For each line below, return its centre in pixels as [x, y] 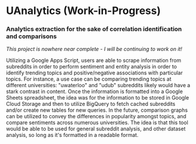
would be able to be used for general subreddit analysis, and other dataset [96, 129]
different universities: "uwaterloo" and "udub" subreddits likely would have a [98, 85]
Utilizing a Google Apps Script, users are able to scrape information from [94, 60]
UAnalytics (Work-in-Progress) [83, 11]
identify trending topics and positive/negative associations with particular [94, 73]
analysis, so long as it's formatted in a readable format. [72, 135]
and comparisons [32, 36]
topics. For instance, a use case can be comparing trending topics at [89, 79]
